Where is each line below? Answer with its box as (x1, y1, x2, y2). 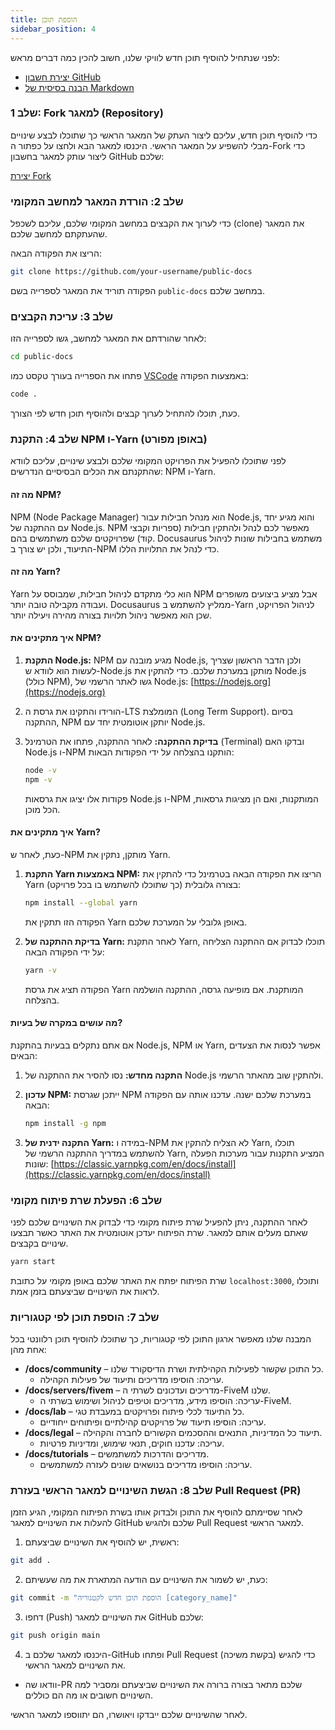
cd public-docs (10, 352, 74, 362)
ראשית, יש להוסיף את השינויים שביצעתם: (24, 1536, 180, 1548)
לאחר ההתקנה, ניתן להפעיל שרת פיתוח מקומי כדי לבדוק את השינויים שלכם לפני (10, 1216, 308, 1228)
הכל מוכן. (24, 803, 61, 815)
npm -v (24, 774, 53, 785)
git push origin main (10, 1631, 101, 1641)
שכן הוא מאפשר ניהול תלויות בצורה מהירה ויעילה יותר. (10, 609, 212, 621)
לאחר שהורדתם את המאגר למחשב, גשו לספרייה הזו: (10, 332, 207, 345)
